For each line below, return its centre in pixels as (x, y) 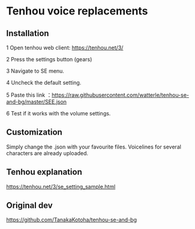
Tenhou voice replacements (77, 11)
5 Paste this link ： (29, 95)
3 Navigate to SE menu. (35, 71)
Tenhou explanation (44, 172)
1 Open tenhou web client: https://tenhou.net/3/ (65, 47)
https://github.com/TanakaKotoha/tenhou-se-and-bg (71, 220)
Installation (28, 33)
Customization (34, 133)
